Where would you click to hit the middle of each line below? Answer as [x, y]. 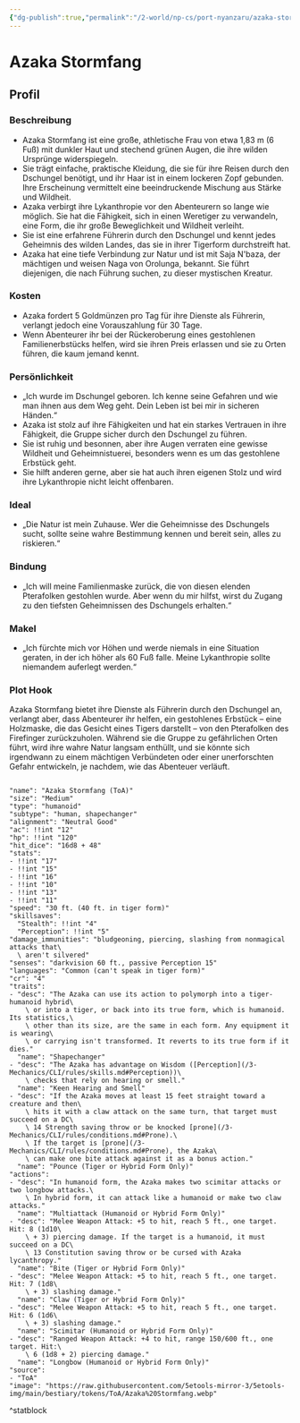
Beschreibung [41, 120]
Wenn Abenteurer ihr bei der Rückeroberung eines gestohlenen [139, 334]
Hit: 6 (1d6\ [33, 1316]
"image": [25, 1386]
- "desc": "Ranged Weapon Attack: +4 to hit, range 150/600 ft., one [142, 1339]
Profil [25, 95]
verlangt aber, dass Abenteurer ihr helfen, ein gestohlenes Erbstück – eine [146, 719]
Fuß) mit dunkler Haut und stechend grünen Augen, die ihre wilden [145, 149]
